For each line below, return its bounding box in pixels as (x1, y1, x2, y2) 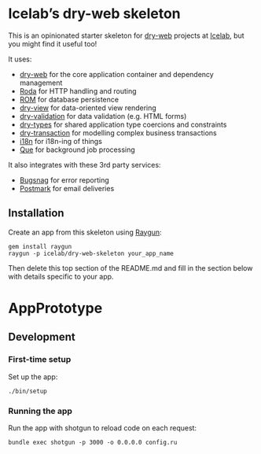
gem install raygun (8, 242, 72, 250)
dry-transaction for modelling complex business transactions (19, 127, 218, 138)
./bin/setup (8, 387, 47, 395)
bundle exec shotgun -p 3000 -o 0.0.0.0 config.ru (8, 438, 178, 446)
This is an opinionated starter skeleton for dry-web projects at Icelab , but (8, 31, 245, 40)
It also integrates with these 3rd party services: (8, 160, 161, 169)
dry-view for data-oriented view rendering (19, 103, 157, 113)
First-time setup (8, 354, 72, 365)
